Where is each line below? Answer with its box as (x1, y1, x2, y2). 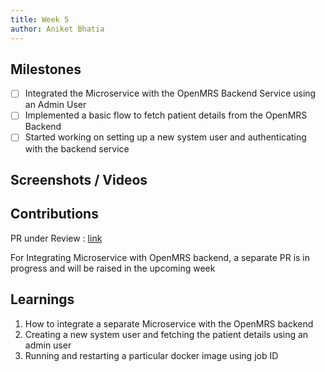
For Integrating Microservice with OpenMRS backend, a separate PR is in (10, 251, 311, 263)
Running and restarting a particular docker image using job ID (24, 349, 279, 361)
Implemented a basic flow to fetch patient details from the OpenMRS (24, 109, 308, 121)
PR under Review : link (10, 232, 103, 244)
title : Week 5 (10, 14, 70, 25)
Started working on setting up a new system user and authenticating (24, 131, 307, 143)
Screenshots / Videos (10, 171, 148, 188)
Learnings (10, 291, 75, 308)
